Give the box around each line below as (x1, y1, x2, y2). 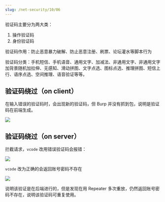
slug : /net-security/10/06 (5, 7, 61, 12)
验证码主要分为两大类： (5, 21, 53, 27)
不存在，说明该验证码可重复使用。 (9, 192, 79, 198)
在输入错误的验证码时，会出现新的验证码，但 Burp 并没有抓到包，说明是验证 (5, 101, 160, 107)
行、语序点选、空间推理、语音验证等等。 (5, 71, 87, 77)
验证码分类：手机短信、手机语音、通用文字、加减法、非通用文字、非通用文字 (5, 59, 161, 65)
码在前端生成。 (5, 107, 35, 113)
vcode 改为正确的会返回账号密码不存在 (5, 166, 82, 172)
